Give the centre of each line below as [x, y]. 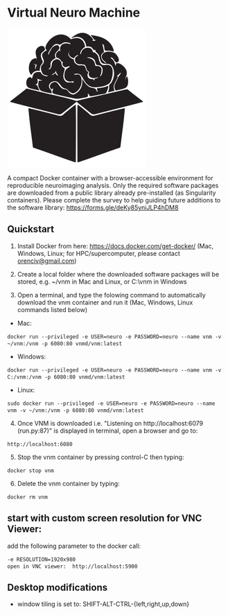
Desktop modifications [58, 587]
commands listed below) [52, 309]
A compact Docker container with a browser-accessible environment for [110, 177]
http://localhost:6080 [40, 444]
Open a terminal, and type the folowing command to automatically [111, 295]
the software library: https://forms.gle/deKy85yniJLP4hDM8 [93, 207]
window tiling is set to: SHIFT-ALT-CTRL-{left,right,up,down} [103, 604]
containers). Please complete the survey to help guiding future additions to [114, 200]
